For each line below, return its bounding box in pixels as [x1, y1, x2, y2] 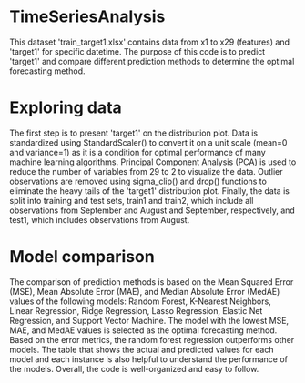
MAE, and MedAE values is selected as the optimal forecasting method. [9, 325, 278, 336]
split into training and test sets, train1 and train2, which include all [9, 195, 254, 206]
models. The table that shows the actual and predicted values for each [9, 344, 274, 355]
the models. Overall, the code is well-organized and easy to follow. [9, 363, 259, 374]
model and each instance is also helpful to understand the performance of [9, 353, 289, 365]
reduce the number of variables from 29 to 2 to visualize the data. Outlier [9, 166, 283, 176]
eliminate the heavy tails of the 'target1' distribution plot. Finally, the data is [9, 185, 290, 197]
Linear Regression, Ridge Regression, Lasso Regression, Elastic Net [9, 305, 263, 316]
